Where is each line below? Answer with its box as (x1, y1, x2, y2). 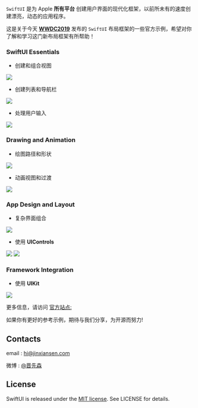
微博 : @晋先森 (6, 362, 42, 369)
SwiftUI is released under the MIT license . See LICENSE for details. (6, 395, 170, 402)
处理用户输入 (14, 109, 46, 117)
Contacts (6, 334, 42, 344)
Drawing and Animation (6, 136, 76, 144)
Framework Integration (6, 265, 74, 274)
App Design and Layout (6, 200, 76, 208)
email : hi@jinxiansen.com (6, 350, 70, 356)
